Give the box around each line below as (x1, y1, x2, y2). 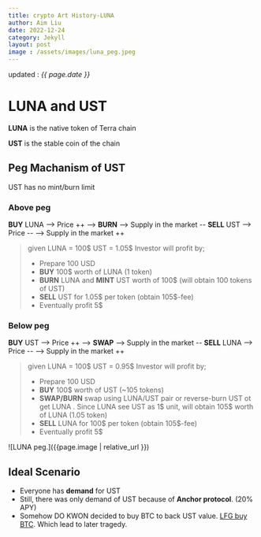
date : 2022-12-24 (8, 26, 65, 34)
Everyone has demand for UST (19, 486, 121, 496)
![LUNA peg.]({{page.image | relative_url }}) (8, 443, 150, 452)
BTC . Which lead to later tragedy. (19, 520, 128, 529)
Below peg (8, 320, 50, 331)
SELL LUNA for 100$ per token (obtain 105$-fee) (39, 419, 198, 428)
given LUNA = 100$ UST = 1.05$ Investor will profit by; (27, 243, 205, 253)
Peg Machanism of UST (8, 161, 126, 175)
